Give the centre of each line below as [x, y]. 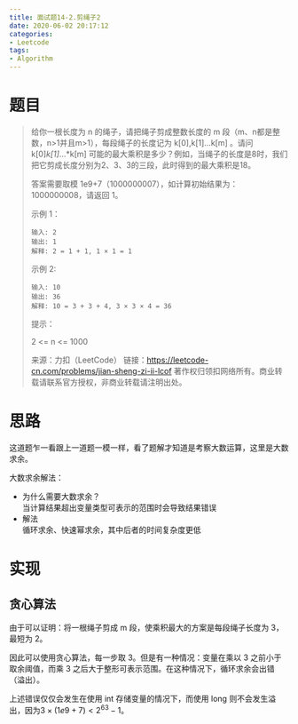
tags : [19, 51]
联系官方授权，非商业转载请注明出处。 [117, 382]
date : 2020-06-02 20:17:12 [59, 26]
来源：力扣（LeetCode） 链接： [89, 360]
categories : [31, 34]
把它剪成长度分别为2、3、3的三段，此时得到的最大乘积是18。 [143, 164]
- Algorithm [31, 59]
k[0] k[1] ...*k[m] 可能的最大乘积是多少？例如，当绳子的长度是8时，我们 [159, 154]
